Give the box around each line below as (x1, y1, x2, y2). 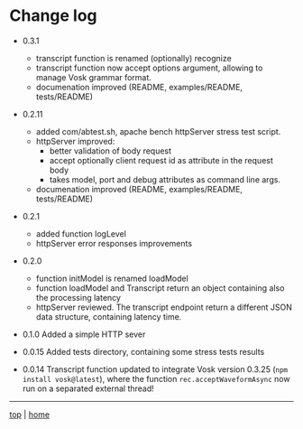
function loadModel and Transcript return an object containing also (35, 282, 285, 294)
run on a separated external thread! (22, 383, 155, 394)
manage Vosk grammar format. (35, 71, 151, 82)
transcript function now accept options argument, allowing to (35, 62, 263, 73)
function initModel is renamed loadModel (35, 273, 189, 284)
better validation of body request (49, 145, 172, 156)
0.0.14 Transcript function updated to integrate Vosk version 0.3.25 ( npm (22, 363, 289, 375)
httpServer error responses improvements (35, 238, 192, 248)
